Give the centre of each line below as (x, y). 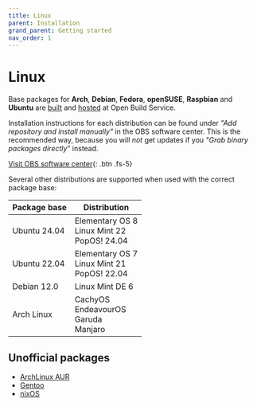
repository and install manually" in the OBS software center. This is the (125, 131)
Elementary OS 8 (106, 221)
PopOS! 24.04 (101, 241)
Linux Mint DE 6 (104, 287)
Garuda (88, 319)
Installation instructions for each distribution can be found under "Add (123, 123)
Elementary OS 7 (106, 254)
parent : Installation (44, 23)
